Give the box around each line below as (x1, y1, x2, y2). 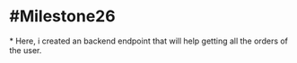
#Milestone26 (9, 6, 116, 27)
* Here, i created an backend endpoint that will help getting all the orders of (9, 35, 289, 46)
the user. (9, 44, 42, 55)
